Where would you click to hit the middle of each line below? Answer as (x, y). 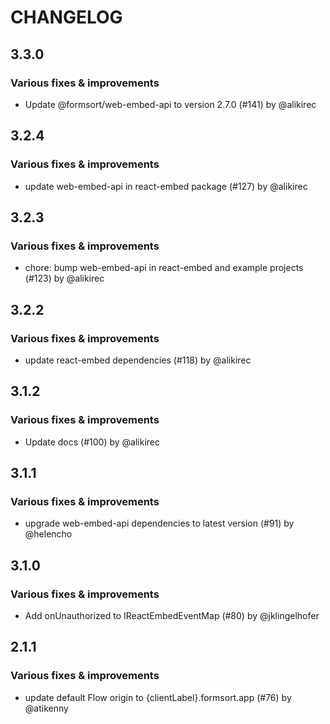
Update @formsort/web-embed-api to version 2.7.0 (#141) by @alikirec (170, 104)
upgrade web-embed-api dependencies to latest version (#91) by (159, 523)
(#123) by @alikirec (64, 278)
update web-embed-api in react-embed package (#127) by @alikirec (166, 186)
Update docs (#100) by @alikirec (92, 442)
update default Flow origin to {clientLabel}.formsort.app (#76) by (158, 697)
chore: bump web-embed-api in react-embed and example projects (164, 268)
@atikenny (46, 708)
